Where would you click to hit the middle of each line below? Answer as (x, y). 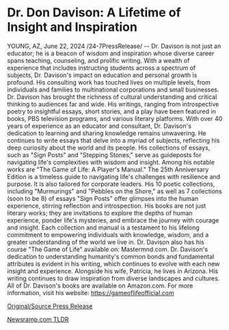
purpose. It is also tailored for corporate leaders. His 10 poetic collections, (111, 184)
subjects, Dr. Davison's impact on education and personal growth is (102, 75)
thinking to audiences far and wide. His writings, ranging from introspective (113, 104)
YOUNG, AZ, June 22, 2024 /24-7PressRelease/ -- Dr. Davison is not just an (114, 46)
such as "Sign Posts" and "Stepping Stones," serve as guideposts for (104, 154)
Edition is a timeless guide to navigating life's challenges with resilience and (114, 176)
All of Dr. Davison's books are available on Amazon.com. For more (100, 286)
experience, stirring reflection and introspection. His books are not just (107, 206)
